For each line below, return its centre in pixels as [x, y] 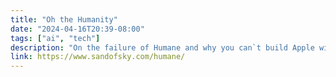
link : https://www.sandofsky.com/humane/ [98, 57]
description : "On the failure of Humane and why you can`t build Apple [162, 47]
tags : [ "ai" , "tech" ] [55, 38]
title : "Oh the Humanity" [64, 19]
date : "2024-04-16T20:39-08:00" [77, 29]
